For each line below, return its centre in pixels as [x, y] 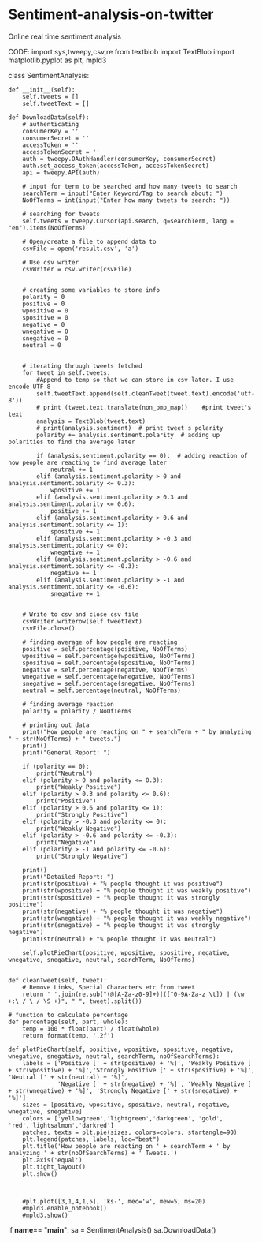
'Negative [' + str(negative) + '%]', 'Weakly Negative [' [157, 1084]
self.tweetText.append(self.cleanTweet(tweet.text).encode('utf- [146, 393]
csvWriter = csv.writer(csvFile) [77, 269]
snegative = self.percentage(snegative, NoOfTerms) [109, 683]
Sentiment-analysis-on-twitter [111, 15]
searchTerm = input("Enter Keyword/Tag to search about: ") [123, 193]
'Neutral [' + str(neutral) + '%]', [68, 1077]
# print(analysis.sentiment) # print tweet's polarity [130, 428]
